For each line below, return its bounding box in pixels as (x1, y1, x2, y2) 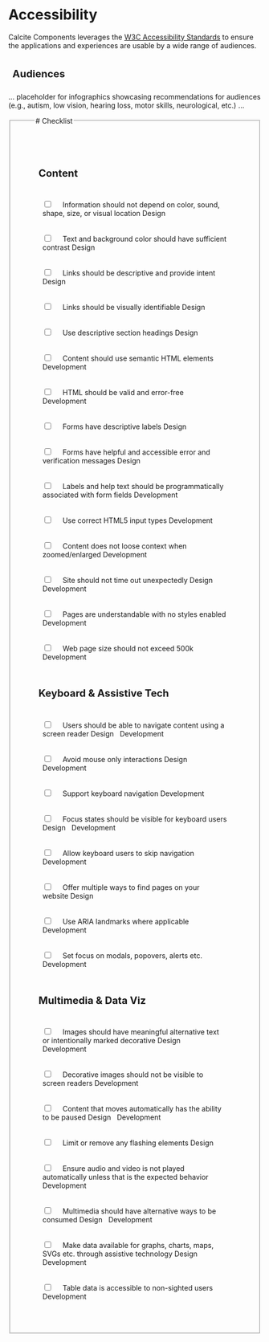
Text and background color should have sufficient (62, 235, 227, 244)
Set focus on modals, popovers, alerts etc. (62, 950, 203, 961)
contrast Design (43, 243, 96, 252)
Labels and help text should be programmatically (62, 482, 224, 492)
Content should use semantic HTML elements (62, 353, 214, 363)
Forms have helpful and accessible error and (62, 447, 210, 457)
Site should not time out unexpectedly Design (62, 576, 213, 585)
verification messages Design (43, 456, 141, 466)
